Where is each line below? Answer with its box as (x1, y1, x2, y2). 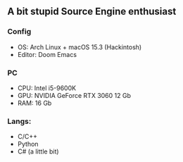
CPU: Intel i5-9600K (17, 84, 76, 92)
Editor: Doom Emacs (17, 50, 77, 58)
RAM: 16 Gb (17, 99, 52, 107)
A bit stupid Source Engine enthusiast (7, 6, 177, 18)
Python (17, 140, 39, 149)
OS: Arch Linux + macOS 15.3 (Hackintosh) (17, 42, 142, 51)
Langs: (7, 116, 32, 126)
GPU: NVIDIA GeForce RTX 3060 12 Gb (17, 91, 132, 99)
